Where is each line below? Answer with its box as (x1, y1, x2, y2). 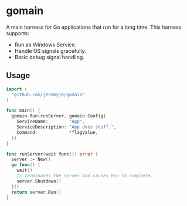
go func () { (11, 162, 41, 168)
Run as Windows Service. (14, 41, 77, 48)
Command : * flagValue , (16, 129, 98, 136)
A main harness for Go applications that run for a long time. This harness (6, 23, 182, 31)
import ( (6, 86, 28, 92)
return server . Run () (11, 189, 62, 195)
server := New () (11, 157, 51, 163)
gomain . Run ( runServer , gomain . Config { (11, 113, 107, 119)
